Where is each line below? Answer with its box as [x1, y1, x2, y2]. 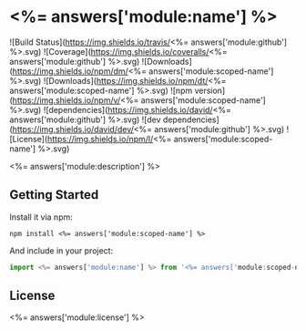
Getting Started [9, 187, 99, 202]
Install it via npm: [9, 212, 73, 222]
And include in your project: [9, 244, 114, 256]
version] [194, 85, 226, 96]
